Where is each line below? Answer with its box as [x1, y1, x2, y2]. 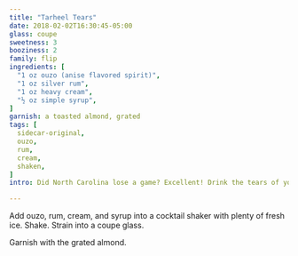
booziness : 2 [9, 46, 58, 55]
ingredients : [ [9, 63, 66, 72]
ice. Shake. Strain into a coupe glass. [9, 220, 145, 231]
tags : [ [9, 121, 38, 130]
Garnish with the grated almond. [9, 237, 127, 248]
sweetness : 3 [9, 37, 58, 47]
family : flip [9, 54, 58, 63]
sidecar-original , [17, 129, 86, 138]
